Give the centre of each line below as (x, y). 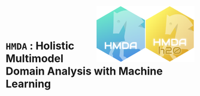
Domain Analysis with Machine (84, 71)
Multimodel (34, 59)
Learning (28, 84)
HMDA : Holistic (40, 46)
